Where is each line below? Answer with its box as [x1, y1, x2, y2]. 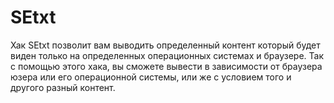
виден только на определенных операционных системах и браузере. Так [10, 49, 325, 61]
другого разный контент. [10, 81, 116, 93]
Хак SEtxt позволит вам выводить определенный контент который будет [10, 39, 321, 51]
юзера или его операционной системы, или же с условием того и [10, 71, 292, 83]
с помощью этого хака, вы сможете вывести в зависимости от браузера [10, 60, 323, 72]
